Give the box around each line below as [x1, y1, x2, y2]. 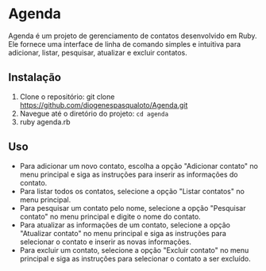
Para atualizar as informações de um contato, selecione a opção [19, 219, 230, 230]
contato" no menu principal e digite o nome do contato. [19, 212, 201, 221]
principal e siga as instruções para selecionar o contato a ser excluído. [19, 254, 252, 263]
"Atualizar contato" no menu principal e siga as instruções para [19, 228, 226, 238]
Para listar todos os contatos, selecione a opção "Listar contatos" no [19, 186, 245, 196]
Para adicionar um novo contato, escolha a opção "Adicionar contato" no [19, 161, 258, 170]
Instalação [8, 71, 62, 84]
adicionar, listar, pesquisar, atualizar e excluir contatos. [8, 48, 188, 57]
